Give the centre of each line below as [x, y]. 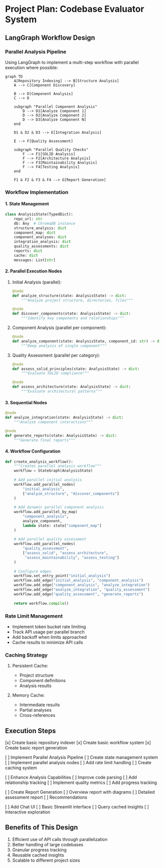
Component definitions [43, 681]
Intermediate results [40, 705]
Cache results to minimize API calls [47, 642]
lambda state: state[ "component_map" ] [62, 525]
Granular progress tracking [39, 850]
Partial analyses [35, 710]
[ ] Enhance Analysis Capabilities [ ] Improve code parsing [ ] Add [71, 778]
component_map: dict [35, 233]
